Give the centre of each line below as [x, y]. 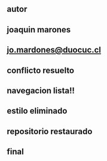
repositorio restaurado [50, 131]
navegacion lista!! [41, 91]
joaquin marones [39, 30]
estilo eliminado [37, 111]
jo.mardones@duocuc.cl [54, 50]
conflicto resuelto [40, 70]
